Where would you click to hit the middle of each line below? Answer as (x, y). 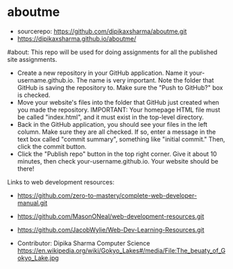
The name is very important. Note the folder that (145, 80)
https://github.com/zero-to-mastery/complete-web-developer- (107, 196)
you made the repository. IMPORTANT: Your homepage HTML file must (119, 110)
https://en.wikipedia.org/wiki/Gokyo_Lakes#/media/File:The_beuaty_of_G (121, 250)
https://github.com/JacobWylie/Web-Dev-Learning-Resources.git (111, 229)
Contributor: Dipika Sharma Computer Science (84, 243)
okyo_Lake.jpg (38, 258)
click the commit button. (52, 146)
